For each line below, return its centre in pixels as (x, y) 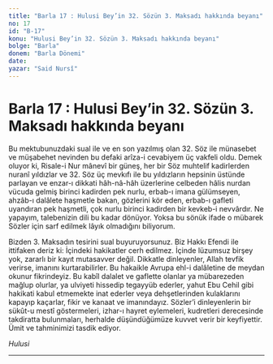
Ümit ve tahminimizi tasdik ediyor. (65, 328)
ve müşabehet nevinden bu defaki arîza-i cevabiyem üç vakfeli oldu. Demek (135, 157)
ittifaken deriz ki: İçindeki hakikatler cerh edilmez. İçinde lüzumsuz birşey (131, 250)
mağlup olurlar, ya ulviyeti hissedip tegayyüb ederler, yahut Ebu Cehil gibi (131, 285)
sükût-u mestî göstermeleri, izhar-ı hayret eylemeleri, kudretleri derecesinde (136, 310)
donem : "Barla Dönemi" (47, 54)
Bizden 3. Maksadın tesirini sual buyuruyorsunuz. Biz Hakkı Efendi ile (123, 242)
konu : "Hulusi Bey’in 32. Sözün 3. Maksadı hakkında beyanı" (114, 39)
